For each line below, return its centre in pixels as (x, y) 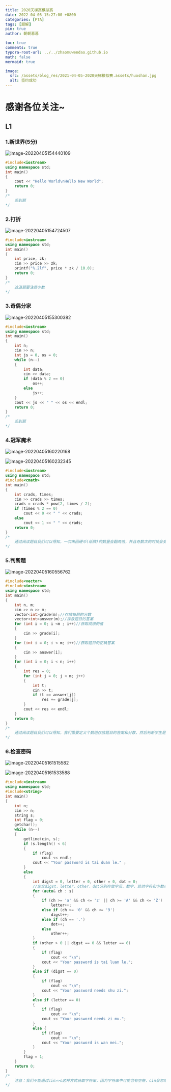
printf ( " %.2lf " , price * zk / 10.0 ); (54, 268)
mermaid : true (20, 62)
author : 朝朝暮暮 (22, 34)
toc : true (16, 43)
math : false (18, 57)
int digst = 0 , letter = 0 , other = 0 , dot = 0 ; (85, 882)
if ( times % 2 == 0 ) (36, 509)
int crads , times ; (34, 495)
